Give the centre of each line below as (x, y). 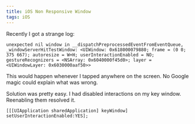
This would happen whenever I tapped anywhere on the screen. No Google (97, 76)
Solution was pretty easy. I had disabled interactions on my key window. (94, 93)
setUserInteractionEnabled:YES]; (47, 116)
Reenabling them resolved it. (41, 100)
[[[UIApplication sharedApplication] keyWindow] (67, 110)
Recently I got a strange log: (40, 33)
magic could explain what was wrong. (52, 82)
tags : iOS (18, 17)
